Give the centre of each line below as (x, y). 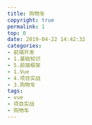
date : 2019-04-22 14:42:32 (46, 40)
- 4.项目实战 (24, 78)
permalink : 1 (26, 26)
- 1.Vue (18, 72)
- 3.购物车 (22, 85)
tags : (15, 91)
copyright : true (31, 20)
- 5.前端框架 (24, 65)
